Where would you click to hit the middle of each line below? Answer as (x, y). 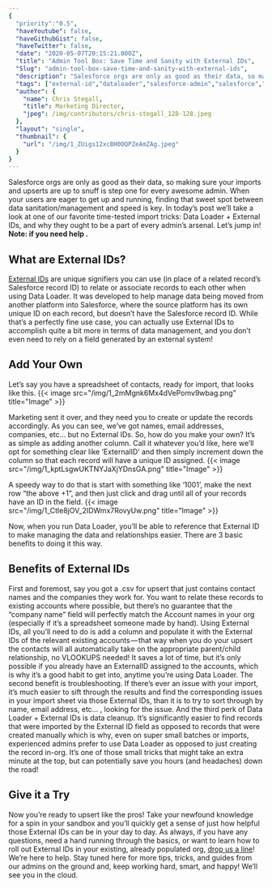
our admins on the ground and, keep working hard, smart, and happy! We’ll (133, 866)
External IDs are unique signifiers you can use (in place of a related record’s (135, 279)
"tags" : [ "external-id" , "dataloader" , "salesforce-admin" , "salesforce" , (139, 84)
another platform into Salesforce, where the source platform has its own (128, 305)
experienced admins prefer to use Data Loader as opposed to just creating (133, 744)
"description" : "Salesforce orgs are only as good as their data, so (135, 76)
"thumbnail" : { (41, 136)
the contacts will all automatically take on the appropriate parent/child (125, 649)
